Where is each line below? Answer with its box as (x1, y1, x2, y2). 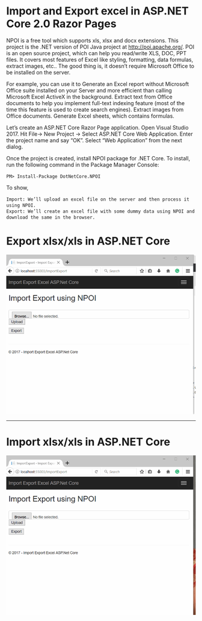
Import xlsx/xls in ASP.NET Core (6, 435, 170, 449)
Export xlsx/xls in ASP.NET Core (6, 234, 170, 248)
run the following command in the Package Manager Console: (6, 161, 159, 168)
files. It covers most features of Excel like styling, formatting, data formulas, (6, 56, 194, 63)
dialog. (6, 143, 23, 150)
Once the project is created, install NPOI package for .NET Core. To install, (6, 154, 191, 162)
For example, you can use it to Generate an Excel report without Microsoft (6, 80, 189, 88)
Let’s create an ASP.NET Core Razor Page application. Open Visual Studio (6, 124, 189, 131)
